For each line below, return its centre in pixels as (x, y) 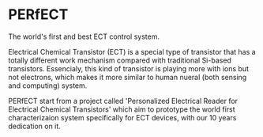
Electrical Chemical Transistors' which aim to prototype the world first (122, 109)
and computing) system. (48, 86)
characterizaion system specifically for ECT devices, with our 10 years (122, 117)
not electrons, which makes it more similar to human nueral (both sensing (128, 77)
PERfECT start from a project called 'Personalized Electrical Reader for (123, 101)
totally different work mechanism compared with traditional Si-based (120, 60)
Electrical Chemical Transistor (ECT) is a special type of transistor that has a (132, 51)
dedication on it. (34, 126)
